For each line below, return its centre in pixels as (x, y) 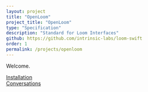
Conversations (23, 83)
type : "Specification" (34, 28)
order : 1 (17, 44)
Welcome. (18, 66)
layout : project (26, 11)
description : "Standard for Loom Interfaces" (62, 33)
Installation (19, 77)
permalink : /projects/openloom (44, 49)
